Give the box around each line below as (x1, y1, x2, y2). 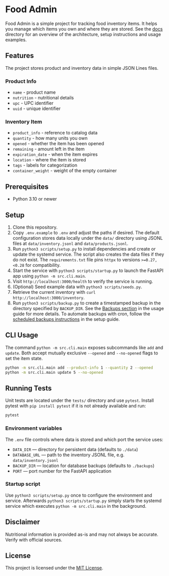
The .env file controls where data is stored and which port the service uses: (5, 436, 163, 443)
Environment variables (5, 425, 62, 432)
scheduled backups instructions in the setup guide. (12, 316, 120, 322)
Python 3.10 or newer (12, 196, 57, 202)
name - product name (12, 89, 56, 95)
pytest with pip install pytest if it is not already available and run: (5, 403, 146, 409)
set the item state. (5, 355, 43, 361)
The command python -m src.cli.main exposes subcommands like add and (5, 344, 163, 350)
